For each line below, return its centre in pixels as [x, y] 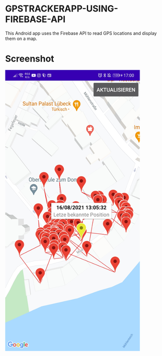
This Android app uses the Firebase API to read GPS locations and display [81, 33]
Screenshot [30, 59]
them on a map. [21, 39]
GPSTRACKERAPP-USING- [62, 9]
